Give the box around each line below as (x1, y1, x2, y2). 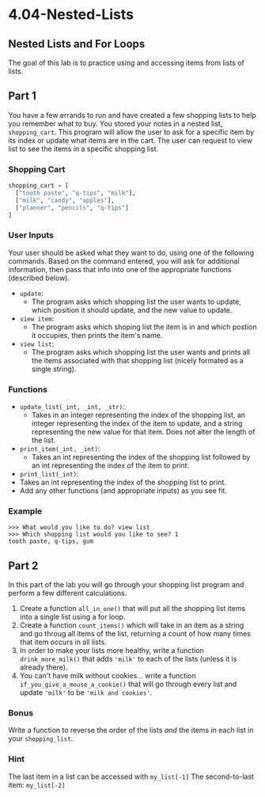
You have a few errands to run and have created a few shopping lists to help (8, 110, 256, 120)
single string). (31, 364, 77, 374)
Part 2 (8, 559, 39, 572)
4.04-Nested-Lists (8, 6, 134, 24)
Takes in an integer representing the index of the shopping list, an (31, 410, 246, 420)
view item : (19, 313, 55, 323)
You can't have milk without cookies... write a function (19, 671, 196, 681)
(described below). (8, 273, 70, 283)
